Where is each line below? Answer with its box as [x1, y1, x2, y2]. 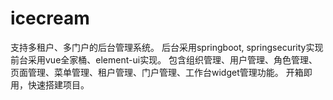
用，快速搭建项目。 [10, 78, 90, 91]
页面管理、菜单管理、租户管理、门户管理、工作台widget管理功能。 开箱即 [10, 66, 313, 78]
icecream [10, 7, 90, 30]
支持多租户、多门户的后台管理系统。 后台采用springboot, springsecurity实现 [10, 41, 324, 53]
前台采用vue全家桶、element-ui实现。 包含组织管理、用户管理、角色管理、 [10, 53, 318, 66]
